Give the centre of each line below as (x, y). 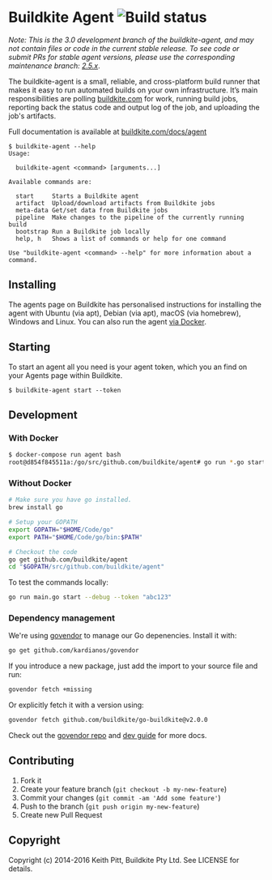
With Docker (34, 438)
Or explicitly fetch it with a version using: (76, 705)
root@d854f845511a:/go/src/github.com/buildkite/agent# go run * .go (126, 462)
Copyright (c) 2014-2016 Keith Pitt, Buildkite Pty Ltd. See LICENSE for (124, 860)
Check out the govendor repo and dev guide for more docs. (108, 736)
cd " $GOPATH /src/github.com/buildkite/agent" (86, 567)
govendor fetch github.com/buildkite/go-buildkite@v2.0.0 (108, 720)
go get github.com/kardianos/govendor (74, 650)
